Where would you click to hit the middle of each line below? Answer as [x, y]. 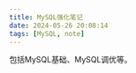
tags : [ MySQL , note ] [47, 33]
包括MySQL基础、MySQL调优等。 [71, 60]
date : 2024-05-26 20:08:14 [59, 26]
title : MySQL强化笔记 [46, 17]
